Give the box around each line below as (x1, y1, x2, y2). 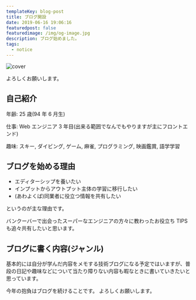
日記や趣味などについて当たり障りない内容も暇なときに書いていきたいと (16, 268, 191, 275)
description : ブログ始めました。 (6, 36, 80, 42)
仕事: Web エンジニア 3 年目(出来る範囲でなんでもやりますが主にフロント (6, 122, 183, 129)
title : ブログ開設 (6, 14, 47, 20)
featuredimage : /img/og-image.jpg (6, 30, 91, 36)
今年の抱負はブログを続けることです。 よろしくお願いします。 (6, 288, 155, 295)
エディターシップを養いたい (14, 178, 81, 185)
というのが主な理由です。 (6, 205, 67, 212)
